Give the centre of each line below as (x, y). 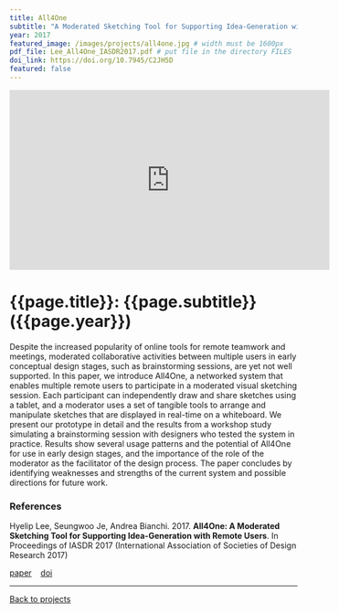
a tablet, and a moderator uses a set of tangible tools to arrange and (138, 405)
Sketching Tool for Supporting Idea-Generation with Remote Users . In (144, 536)
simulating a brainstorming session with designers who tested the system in (152, 434)
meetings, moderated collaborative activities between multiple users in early (153, 356)
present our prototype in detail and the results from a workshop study (141, 424)
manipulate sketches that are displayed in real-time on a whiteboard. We (145, 414)
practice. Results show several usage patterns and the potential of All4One (150, 443)
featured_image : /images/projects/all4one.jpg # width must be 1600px (147, 43)
